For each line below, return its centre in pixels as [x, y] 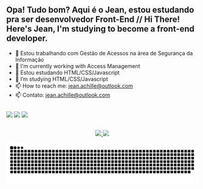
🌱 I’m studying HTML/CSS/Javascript [61, 79]
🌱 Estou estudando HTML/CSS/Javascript [67, 72]
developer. [27, 39]
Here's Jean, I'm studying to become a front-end [100, 29]
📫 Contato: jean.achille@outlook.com [63, 95]
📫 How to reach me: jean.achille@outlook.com [74, 86]
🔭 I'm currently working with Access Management [77, 66]
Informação [29, 60]
